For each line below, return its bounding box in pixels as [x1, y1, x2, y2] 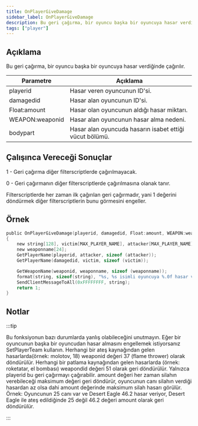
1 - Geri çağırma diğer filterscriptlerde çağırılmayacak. [6, 168, 137, 175]
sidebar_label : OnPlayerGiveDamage [6, 14, 94, 20]
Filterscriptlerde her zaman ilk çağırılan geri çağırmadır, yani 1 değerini [6, 191, 177, 198]
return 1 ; [16, 285, 41, 291]
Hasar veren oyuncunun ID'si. [70, 87, 152, 95]
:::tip [6, 323, 17, 330]
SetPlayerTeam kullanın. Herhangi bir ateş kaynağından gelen [6, 346, 155, 353]
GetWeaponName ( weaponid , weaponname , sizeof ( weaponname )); [16, 268, 167, 274]
